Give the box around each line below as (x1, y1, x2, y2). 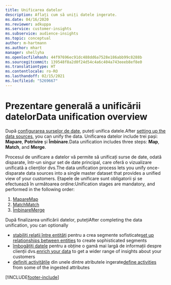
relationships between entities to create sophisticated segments (12, 237, 147, 243)
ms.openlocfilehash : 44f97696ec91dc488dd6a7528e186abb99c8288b (5, 54, 142, 60)
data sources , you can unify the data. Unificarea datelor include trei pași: (5, 133, 158, 139)
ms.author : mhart (5, 45, 42, 50)
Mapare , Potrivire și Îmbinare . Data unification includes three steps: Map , (5, 138, 159, 145)
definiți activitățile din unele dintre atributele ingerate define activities (12, 259, 157, 265)
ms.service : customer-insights (5, 26, 72, 31)
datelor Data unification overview (5, 111, 148, 122)
